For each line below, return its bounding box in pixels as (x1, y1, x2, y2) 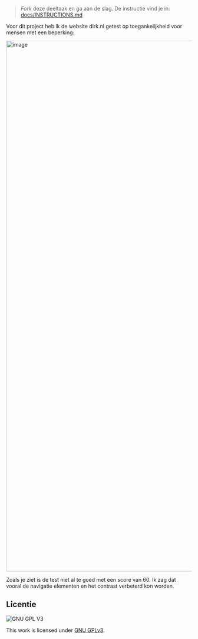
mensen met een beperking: (6, 29, 75, 36)
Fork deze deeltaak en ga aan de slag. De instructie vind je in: (20, 5, 170, 12)
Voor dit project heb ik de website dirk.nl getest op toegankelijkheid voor (6, 23, 183, 30)
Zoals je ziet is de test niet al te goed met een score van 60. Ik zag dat (6, 576, 176, 583)
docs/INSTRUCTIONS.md (20, 11, 83, 18)
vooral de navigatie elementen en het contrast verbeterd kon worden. (6, 582, 174, 589)
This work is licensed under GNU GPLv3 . (6, 627, 105, 634)
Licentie (6, 599, 37, 609)
